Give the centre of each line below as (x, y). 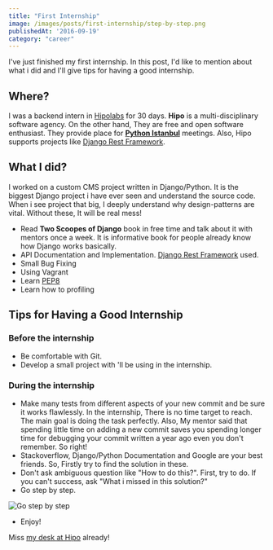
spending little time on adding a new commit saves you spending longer (141, 429)
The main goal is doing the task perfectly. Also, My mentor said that (134, 420)
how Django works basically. (68, 246)
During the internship (52, 385)
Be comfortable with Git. (61, 356)
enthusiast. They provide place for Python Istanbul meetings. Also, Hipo (130, 133)
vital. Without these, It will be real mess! (75, 213)
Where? (29, 96)
